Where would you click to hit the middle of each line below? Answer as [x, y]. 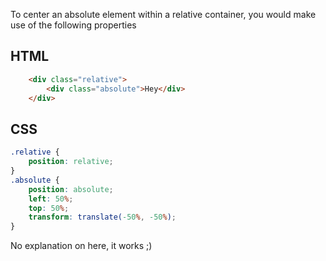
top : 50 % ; [49, 208]
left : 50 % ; [51, 199]
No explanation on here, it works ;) [81, 246]
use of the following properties [73, 25]
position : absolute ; [71, 189]
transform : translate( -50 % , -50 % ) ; [102, 217]
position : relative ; [71, 162]
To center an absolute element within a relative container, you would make [163, 14]
